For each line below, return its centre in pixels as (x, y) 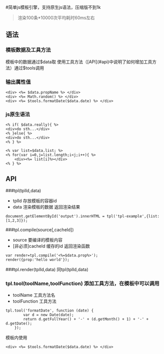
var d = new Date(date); (49, 315)
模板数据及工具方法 (28, 50)
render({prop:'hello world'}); (38, 260)
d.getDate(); (19, 324)
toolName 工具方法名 (34, 295)
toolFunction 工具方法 (35, 301)
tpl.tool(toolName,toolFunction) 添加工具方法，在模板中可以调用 (82, 283)
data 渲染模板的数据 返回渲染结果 (46, 207)
